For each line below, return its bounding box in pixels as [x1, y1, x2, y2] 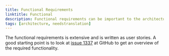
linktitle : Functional [5, 12, 53, 17]
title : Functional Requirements [5, 7, 73, 12]
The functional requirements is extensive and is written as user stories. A [5, 35, 156, 41]
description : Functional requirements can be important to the [5, 16, 141, 21]
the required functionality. [5, 45, 59, 51]
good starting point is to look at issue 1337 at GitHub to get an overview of [5, 40, 159, 46]
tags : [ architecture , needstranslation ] [5, 21, 92, 26]
